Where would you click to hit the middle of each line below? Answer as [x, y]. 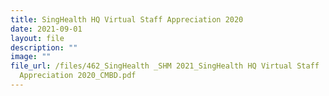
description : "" [44, 47]
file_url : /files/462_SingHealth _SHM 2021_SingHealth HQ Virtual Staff [165, 66]
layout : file [37, 38]
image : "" [31, 57]
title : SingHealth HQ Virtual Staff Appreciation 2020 [127, 19]
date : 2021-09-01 [46, 29]
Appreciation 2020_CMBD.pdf [78, 76]
